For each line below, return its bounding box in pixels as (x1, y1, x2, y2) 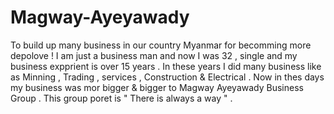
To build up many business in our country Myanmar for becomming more (10, 39, 312, 51)
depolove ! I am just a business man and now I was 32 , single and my (10, 49, 298, 61)
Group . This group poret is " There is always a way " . (10, 92, 233, 104)
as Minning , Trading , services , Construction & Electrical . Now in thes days (10, 71, 325, 83)
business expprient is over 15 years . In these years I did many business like (10, 60, 322, 72)
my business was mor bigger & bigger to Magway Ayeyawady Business (10, 81, 304, 93)
